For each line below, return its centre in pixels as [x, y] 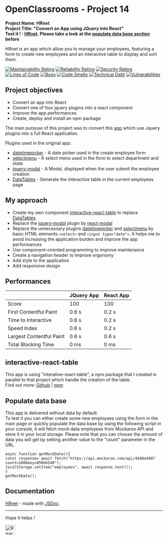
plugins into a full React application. [42, 133]
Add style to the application [41, 260]
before [12, 39]
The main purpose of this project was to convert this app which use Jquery [82, 128]
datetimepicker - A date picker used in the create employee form [79, 153]
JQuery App [84, 296]
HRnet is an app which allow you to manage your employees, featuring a [80, 49]
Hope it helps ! [20, 517]
